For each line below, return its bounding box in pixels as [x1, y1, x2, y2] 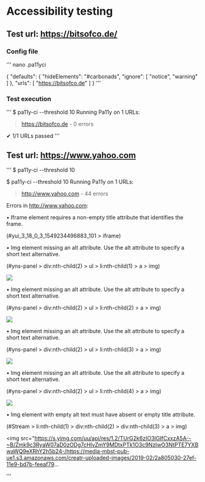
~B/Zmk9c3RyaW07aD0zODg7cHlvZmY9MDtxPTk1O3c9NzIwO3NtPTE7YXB [6, 441, 199, 448]
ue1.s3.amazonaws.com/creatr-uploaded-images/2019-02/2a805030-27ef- [6, 454, 197, 461]
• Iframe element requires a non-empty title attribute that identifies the [6, 213, 184, 221]
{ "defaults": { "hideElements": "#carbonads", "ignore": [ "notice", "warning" [6, 72, 198, 80]
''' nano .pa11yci [6, 61, 46, 68]
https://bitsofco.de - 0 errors [21, 121, 94, 128]
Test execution [6, 94, 52, 103]
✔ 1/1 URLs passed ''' [6, 132, 60, 140]
